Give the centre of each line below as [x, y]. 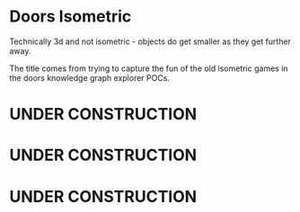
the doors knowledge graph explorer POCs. [90, 77]
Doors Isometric [71, 17]
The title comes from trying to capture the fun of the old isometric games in [149, 68]
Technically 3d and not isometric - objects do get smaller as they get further [150, 41]
